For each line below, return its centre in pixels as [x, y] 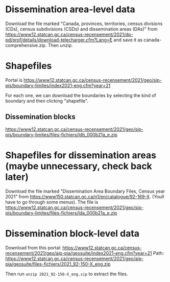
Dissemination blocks [40, 117]
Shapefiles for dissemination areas [81, 155]
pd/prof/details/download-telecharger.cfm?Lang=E [59, 40]
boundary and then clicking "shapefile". [47, 101]
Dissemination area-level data [70, 9]
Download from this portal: [33, 248]
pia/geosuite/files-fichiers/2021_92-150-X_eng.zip [58, 264]
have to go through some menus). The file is [52, 202]
